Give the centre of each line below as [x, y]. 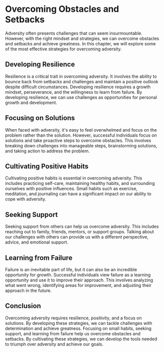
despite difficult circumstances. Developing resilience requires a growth [78, 87]
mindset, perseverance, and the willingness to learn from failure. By [74, 92]
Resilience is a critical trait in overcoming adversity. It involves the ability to [81, 76]
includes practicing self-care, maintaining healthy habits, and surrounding [80, 183]
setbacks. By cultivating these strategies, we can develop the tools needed [81, 339]
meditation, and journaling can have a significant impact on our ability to [78, 194]
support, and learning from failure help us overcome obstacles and [73, 333]
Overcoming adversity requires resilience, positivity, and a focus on [73, 318]
